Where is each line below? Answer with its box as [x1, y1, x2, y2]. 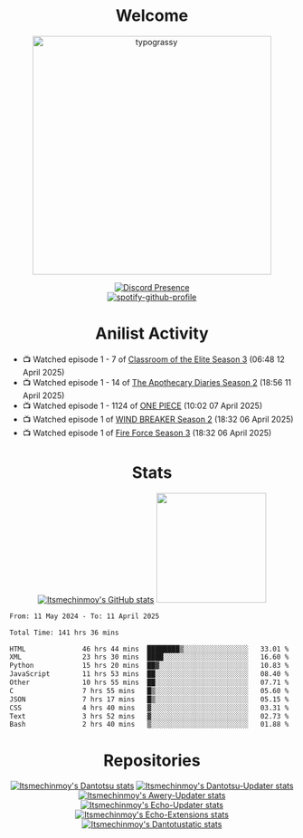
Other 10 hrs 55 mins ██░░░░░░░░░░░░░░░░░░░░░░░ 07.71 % [9, 678, 289, 688]
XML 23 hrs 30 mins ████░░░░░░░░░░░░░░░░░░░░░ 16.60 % [9, 652, 289, 662]
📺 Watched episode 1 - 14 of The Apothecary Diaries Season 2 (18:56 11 [22, 376, 292, 387]
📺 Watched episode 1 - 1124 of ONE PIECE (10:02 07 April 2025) [22, 400, 263, 411]
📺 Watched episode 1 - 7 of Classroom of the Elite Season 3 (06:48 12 [22, 354, 285, 365]
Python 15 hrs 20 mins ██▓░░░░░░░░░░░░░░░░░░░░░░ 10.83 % [9, 662, 289, 671]
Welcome [116, 5, 188, 26]
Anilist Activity [94, 323, 210, 344]
